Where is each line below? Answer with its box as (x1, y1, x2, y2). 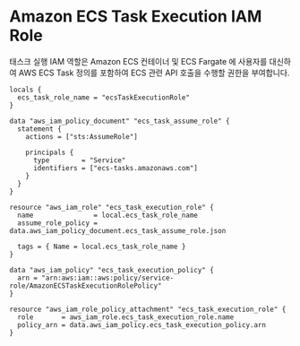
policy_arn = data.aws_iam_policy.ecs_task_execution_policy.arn (17, 320, 267, 329)
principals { (25, 148, 74, 157)
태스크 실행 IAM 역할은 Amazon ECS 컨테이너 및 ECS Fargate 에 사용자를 (9, 56, 268, 66)
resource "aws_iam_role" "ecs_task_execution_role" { (9, 203, 215, 212)
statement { (17, 124, 63, 134)
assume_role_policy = (17, 218, 99, 228)
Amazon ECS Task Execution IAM (9, 6, 262, 27)
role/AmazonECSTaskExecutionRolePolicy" (9, 281, 163, 290)
